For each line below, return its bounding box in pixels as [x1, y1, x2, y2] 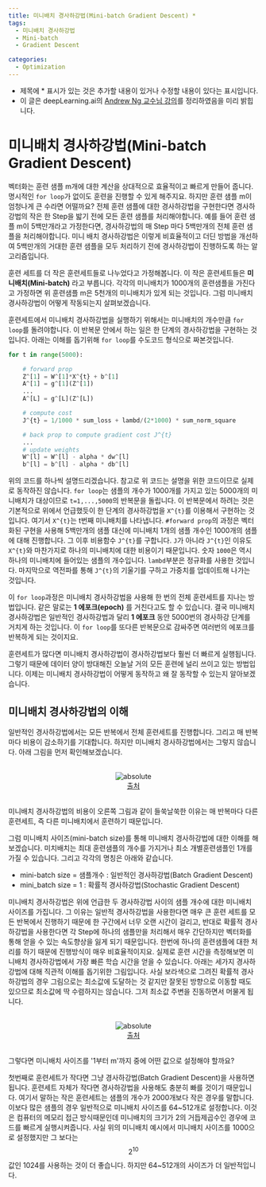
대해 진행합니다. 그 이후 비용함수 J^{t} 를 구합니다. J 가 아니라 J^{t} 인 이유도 [16, 535, 253, 546]
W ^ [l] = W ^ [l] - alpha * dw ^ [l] [22, 453, 129, 461]
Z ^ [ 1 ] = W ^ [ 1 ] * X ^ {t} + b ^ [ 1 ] [22, 372, 119, 381]
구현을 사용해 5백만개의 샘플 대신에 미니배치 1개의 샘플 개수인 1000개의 [22, 526, 243, 535]
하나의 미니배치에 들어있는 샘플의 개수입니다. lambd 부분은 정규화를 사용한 [8, 555, 234, 566]
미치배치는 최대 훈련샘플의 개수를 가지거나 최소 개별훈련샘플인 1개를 [44, 844, 253, 852]
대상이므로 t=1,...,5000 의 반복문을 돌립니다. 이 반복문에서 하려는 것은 [35, 496, 254, 506]
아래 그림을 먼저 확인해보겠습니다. [18, 747, 123, 757]
